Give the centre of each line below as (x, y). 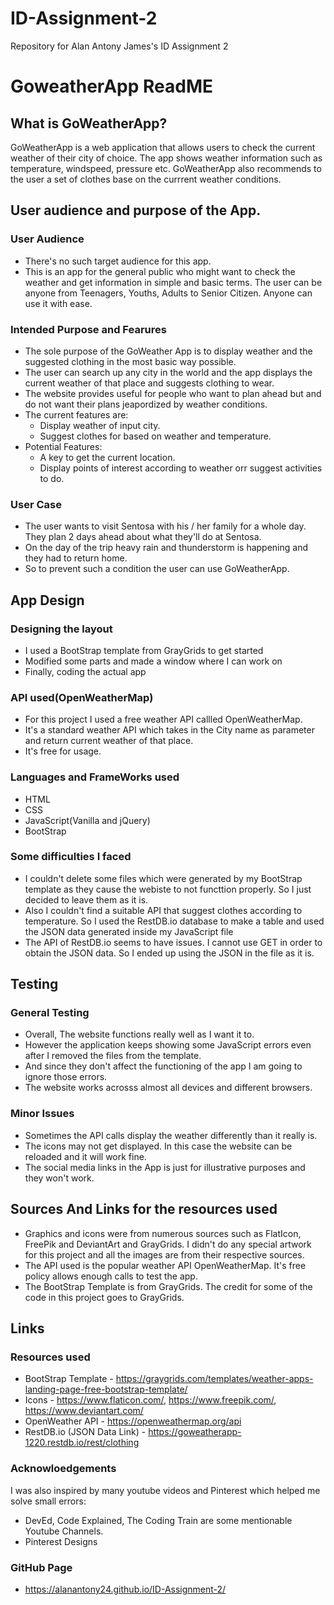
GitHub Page (41, 1567)
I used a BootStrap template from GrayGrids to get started (144, 650)
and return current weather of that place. (109, 741)
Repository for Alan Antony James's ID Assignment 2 (119, 46)
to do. (52, 478)
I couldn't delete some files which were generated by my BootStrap (163, 878)
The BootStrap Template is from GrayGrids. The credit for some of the (168, 1286)
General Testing (50, 1013)
